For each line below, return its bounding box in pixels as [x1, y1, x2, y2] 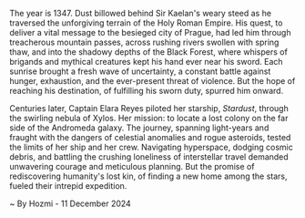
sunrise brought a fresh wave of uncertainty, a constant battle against [9, 66, 271, 77]
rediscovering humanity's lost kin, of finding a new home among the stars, [9, 171, 289, 182]
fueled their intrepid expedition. [9, 181, 127, 191]
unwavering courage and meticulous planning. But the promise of [9, 161, 255, 171]
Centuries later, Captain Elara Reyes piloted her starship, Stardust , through [9, 103, 289, 113]
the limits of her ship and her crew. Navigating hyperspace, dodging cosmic [9, 141, 293, 152]
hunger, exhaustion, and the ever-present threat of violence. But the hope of [9, 76, 296, 86]
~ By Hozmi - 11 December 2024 [9, 198, 132, 209]
